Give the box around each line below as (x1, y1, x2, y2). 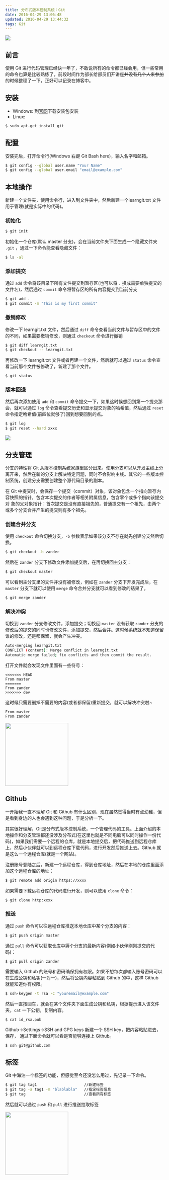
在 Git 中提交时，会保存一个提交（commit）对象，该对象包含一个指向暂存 (5, 488, 157, 494)
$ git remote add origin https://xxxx (5, 878, 87, 883)
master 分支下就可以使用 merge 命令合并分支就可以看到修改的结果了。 (5, 585, 148, 592)
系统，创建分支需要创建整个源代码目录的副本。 (9, 477, 107, 483)
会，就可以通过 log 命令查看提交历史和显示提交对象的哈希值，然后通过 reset (5, 405, 164, 411)
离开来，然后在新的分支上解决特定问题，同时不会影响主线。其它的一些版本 (5, 471, 159, 477)
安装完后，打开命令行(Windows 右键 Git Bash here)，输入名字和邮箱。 (5, 153, 151, 159)
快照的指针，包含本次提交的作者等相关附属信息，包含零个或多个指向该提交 (9, 494, 164, 500)
